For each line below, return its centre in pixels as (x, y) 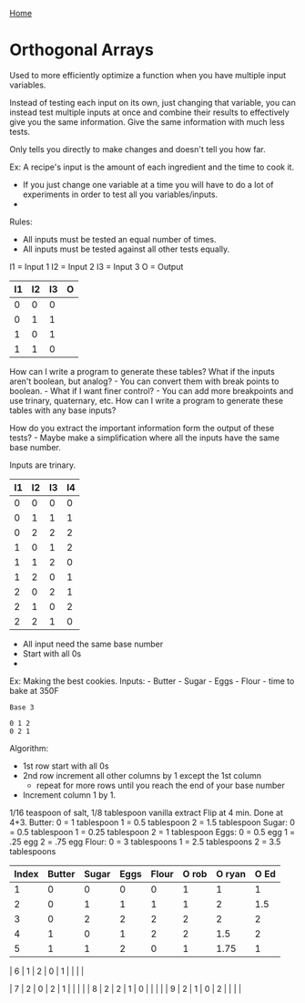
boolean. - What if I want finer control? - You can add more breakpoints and (152, 390)
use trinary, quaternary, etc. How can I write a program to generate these (147, 400)
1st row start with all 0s (66, 766)
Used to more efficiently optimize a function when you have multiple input (148, 75)
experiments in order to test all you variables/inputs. (120, 194)
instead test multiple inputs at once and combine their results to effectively (149, 112)
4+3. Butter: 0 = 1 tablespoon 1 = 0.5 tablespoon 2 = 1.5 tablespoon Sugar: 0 (152, 822)
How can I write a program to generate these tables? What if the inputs (142, 371)
